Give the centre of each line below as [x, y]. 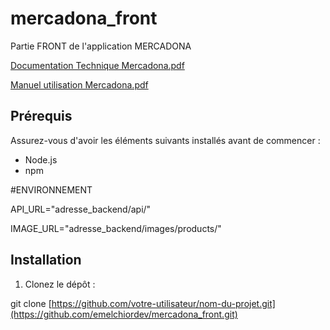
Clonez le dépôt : [60, 284]
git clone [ [31, 303]
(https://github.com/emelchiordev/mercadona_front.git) [124, 314]
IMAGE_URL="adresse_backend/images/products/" [116, 228]
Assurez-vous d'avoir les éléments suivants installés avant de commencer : [165, 140]
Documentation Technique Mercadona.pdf [97, 65]
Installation [46, 260]
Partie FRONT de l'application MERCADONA [101, 46]
